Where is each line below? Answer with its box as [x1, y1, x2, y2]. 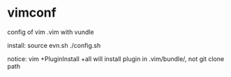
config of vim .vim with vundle [7, 28, 94, 36]
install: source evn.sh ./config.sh [7, 41, 101, 49]
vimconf [7, 5, 57, 21]
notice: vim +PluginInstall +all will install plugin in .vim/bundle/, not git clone [7, 54, 225, 63]
